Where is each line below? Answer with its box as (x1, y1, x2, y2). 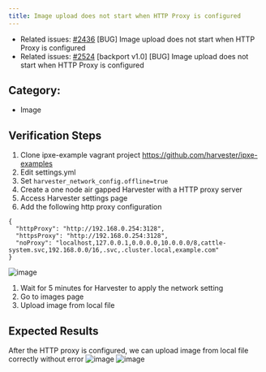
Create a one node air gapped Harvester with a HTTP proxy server (19, 184, 243, 195)
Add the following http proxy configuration (19, 202, 162, 212)
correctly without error (8, 354, 84, 364)
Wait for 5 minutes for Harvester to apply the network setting (19, 283, 224, 293)
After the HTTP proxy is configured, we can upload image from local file (8, 346, 249, 356)
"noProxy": (15, 239, 53, 248)
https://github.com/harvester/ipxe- (141, 150, 258, 160)
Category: (8, 84, 61, 97)
